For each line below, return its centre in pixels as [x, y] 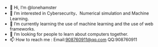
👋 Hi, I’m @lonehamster [33, 8]
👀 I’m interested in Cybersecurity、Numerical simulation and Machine [79, 13]
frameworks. [22, 29]
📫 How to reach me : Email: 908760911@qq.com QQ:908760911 [73, 39]
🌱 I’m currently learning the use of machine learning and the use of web [81, 24]
